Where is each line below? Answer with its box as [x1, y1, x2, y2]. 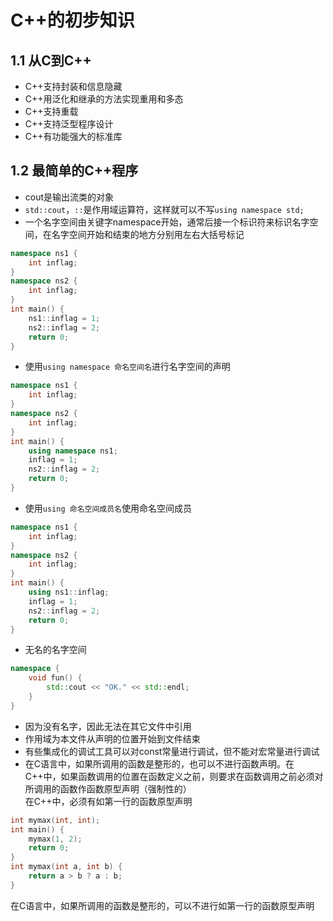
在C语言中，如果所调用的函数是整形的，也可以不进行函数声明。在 [24, 757, 295, 770]
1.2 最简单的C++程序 [10, 162, 139, 180]
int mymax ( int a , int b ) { [10, 862, 123, 872]
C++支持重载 [24, 106, 79, 117]
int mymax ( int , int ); [10, 815, 101, 825]
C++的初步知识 [10, 9, 135, 32]
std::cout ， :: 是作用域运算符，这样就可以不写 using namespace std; [24, 203, 305, 215]
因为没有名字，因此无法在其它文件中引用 [24, 720, 192, 732]
